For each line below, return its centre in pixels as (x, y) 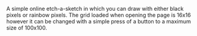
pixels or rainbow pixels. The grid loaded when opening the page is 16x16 (99, 15)
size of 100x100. (27, 28)
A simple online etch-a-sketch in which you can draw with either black (95, 9)
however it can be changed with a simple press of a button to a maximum (99, 21)
